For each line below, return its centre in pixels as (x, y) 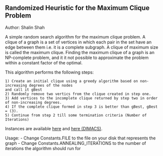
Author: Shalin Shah (25, 27)
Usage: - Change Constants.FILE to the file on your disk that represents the (80, 138)
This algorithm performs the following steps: (49, 72)
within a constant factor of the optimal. (44, 62)
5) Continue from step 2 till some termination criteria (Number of (76, 115)
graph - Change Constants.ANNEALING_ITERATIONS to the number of (76, 143)
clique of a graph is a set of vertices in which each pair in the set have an (78, 42)
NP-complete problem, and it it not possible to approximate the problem (77, 58)
